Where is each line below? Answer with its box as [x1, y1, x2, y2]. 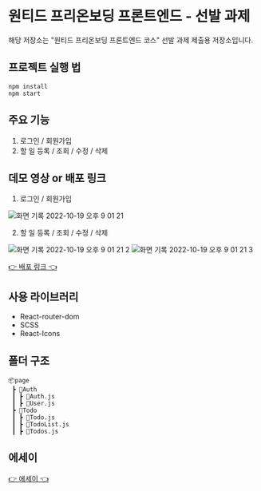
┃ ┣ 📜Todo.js [11, 414, 56, 422]
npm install [8, 82, 48, 90]
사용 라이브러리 [8, 290, 79, 303]
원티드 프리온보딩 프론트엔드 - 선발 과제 [8, 7, 251, 26]
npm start [8, 89, 42, 97]
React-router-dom [19, 312, 80, 322]
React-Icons [19, 329, 61, 339]
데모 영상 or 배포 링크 [8, 171, 106, 184]
